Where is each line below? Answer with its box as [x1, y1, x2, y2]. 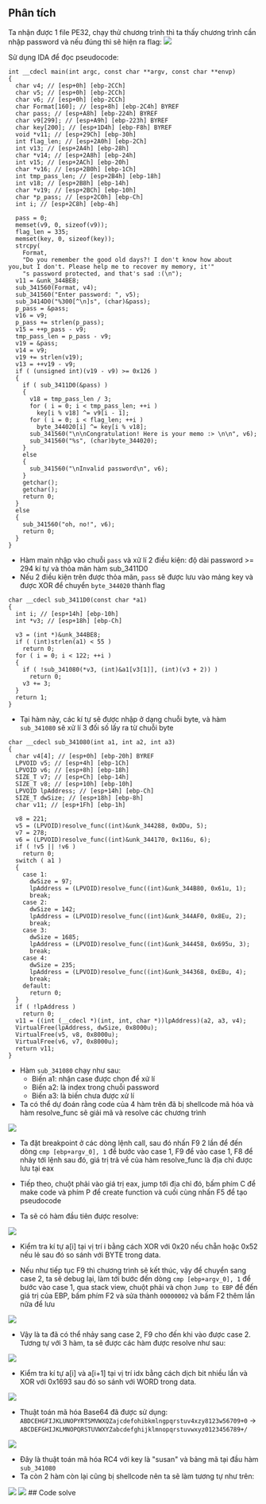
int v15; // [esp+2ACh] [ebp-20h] [15, 158, 129, 166]
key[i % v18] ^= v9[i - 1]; [37, 409, 129, 417]
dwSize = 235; [29, 960, 77, 969]
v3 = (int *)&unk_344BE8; [15, 630, 102, 639]
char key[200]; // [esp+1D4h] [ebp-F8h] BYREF [15, 123, 172, 131]
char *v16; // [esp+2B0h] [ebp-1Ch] [15, 165, 137, 173]
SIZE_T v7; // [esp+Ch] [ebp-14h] [15, 773, 129, 781]
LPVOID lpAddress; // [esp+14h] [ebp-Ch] [15, 787, 155, 795]
